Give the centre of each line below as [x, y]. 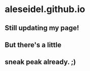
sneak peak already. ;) [40, 62]
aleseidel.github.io [45, 9]
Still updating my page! [42, 28]
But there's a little [33, 45]
